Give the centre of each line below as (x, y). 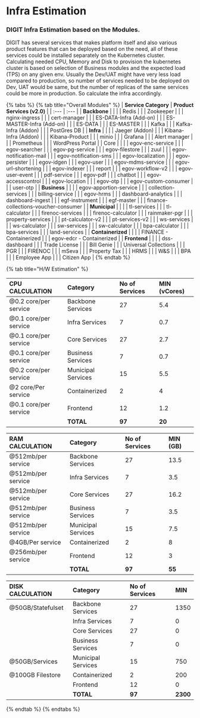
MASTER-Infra (24, 124)
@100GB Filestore (35, 675)
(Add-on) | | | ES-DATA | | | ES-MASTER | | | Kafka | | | (109, 124)
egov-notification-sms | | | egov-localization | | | (115, 156)
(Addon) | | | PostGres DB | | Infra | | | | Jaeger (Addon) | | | (91, 130)
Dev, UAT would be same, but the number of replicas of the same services (97, 87)
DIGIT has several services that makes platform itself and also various (92, 42)
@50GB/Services (34, 662)
